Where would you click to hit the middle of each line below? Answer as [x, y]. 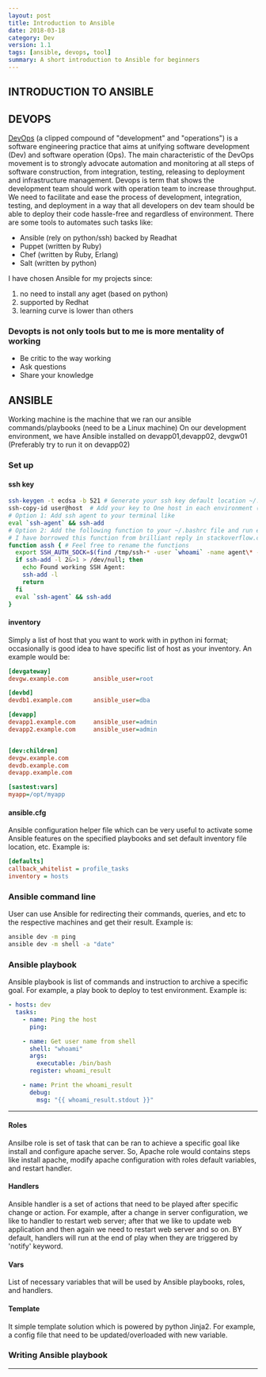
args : [38, 1056]
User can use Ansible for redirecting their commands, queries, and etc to [127, 914]
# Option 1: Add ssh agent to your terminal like [92, 516]
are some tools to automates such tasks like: [81, 222]
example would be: [39, 656]
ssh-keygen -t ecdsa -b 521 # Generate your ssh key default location [127, 501]
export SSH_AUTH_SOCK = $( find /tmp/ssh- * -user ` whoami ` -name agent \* [134, 552]
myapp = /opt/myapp [37, 794]
